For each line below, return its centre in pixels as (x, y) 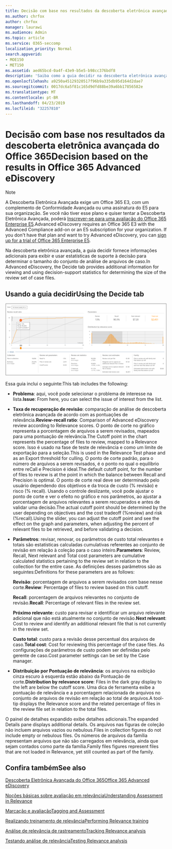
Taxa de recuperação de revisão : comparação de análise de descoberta (89, 409)
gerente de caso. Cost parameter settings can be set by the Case (81, 655)
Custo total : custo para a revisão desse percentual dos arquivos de (84, 639)
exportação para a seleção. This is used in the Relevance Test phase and (89, 453)
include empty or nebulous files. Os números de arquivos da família (76, 735)
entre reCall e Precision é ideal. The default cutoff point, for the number (87, 469)
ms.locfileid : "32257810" (33, 108)
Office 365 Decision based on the (77, 156)
